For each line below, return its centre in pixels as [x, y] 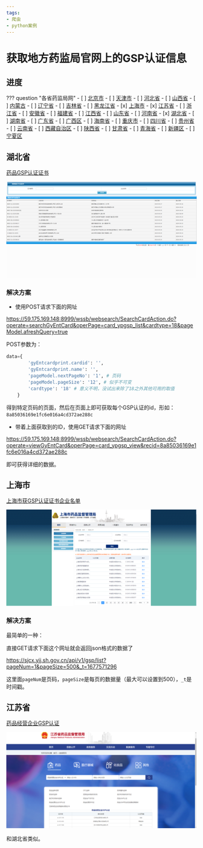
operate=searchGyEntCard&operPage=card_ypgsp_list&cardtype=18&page [100, 326]
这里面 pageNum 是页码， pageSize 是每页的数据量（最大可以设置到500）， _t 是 [99, 679]
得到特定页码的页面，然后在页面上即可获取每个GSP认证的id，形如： [91, 407]
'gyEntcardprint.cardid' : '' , [66, 363]
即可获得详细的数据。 [33, 464]
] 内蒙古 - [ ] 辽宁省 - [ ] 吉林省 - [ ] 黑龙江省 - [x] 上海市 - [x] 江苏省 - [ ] [96, 105]
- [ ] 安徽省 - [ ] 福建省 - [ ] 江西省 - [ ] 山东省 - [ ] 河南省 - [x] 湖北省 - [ [106, 113]
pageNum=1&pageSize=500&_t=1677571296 [62, 666]
